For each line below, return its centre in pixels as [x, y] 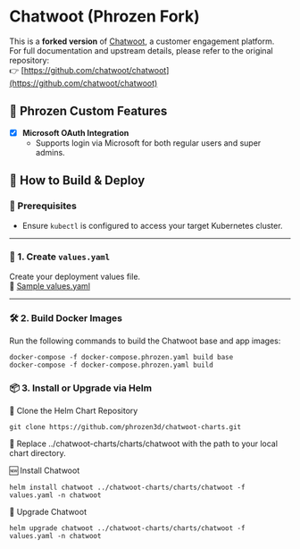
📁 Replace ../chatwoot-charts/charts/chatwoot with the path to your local [144, 443]
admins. [50, 152]
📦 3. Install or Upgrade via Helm [81, 388]
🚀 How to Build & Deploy [77, 181]
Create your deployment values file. [75, 276]
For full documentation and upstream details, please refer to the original [142, 50]
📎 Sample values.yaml [50, 286]
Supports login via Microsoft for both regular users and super [148, 143]
